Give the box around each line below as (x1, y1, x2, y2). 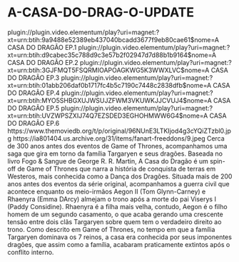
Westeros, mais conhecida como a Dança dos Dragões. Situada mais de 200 (7, 172, 233, 181)
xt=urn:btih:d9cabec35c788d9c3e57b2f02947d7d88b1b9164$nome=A (7, 51, 216, 59)
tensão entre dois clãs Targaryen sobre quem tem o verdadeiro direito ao (7, 217, 222, 226)
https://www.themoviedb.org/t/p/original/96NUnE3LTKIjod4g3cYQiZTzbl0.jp (7, 126, 232, 135)
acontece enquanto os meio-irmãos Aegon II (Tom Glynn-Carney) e (7, 187, 206, 196)
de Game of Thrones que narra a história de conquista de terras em (17, 164, 216, 173)
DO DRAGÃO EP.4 (7, 89, 60, 97)
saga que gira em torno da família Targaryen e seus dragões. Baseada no (7, 149, 223, 158)
